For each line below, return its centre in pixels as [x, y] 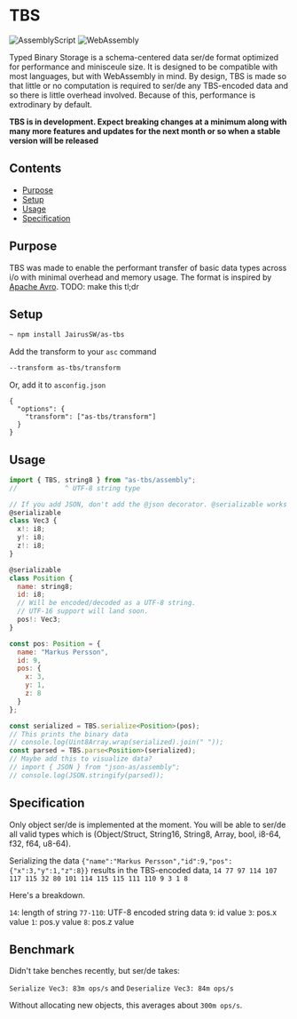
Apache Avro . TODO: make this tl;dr [74, 286]
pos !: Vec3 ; [39, 620]
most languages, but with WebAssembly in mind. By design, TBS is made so [148, 76]
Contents [35, 168]
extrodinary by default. [51, 104]
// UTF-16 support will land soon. [83, 611]
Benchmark [42, 950]
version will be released [54, 140]
